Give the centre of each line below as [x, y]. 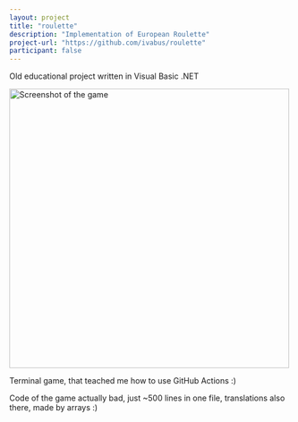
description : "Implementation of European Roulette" [110, 34]
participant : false [46, 51]
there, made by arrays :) [54, 408]
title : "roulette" [43, 26]
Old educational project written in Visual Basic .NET [104, 76]
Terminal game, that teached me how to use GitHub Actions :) [123, 381]
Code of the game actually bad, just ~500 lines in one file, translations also [147, 398]
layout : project [39, 17]
